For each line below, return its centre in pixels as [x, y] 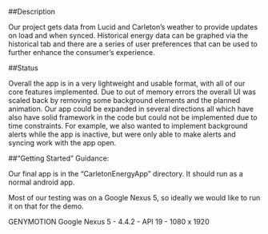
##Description [32, 12]
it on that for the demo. [46, 206]
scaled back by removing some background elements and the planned [124, 100]
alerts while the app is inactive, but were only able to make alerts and [122, 134]
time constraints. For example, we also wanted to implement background [128, 126]
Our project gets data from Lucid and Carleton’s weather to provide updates [133, 27]
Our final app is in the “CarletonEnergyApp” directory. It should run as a [126, 174]
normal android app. [42, 182]
